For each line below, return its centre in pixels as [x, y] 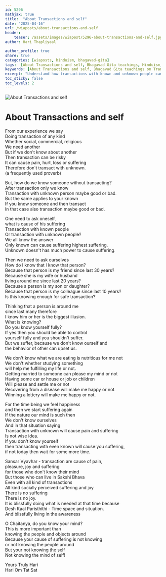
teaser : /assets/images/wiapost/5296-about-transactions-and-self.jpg [88, 38]
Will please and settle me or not [37, 384]
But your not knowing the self [35, 550]
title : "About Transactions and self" [46, 19]
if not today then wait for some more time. [48, 452]
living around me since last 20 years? [43, 281]
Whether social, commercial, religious [43, 141]
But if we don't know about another [41, 152]
